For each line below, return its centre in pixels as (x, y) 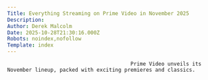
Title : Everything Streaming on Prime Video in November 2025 (98, 13)
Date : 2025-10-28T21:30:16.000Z (53, 32)
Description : (26, 20)
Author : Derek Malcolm (40, 26)
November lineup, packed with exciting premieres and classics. (101, 70)
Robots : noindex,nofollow (44, 39)
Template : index (30, 45)
